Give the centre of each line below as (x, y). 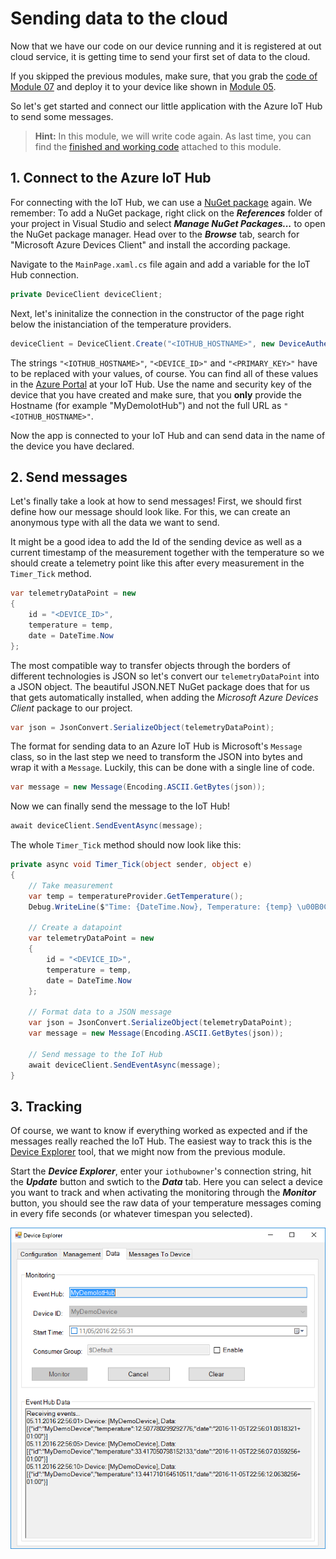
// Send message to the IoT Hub (95, 1054)
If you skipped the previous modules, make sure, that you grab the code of (164, 76)
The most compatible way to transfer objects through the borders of (150, 665)
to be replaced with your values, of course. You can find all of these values (164, 373)
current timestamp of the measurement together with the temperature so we (167, 553)
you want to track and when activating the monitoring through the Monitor (163, 1193)
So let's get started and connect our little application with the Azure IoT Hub (166, 106)
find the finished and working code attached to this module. (158, 146)
